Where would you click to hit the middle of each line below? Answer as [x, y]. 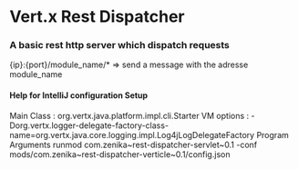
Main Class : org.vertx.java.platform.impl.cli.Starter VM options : [129, 115]
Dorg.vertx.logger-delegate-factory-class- [89, 125]
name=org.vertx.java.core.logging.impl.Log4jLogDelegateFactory [132, 134]
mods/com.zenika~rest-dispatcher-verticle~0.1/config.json [120, 154]
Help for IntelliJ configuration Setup [79, 95]
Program [272, 134]
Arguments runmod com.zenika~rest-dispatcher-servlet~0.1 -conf [134, 144]
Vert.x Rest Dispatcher [97, 17]
